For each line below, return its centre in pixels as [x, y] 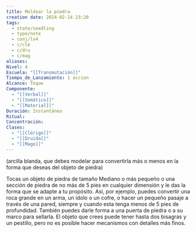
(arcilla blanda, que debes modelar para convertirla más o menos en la [92, 161]
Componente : [21, 89]
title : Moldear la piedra [38, 12]
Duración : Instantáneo [34, 111]
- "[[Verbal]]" [30, 94]
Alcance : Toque [25, 84]
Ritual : [16, 116]
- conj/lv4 [25, 39]
